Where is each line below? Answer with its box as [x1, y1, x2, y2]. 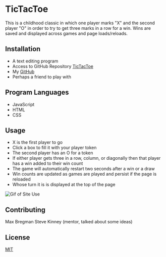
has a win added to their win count [12, 160, 83, 167]
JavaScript [12, 101, 35, 107]
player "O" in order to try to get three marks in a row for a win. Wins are [5, 25, 151, 31]
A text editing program [12, 58, 58, 64]
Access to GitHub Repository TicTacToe [12, 63, 94, 69]
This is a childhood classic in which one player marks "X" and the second [5, 20, 155, 26]
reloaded [12, 176, 31, 182]
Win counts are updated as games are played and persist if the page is [12, 171, 157, 177]
